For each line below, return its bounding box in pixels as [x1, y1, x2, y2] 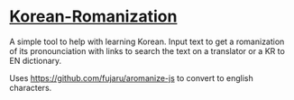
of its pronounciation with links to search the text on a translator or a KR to [9, 45, 286, 56]
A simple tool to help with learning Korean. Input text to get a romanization [9, 36, 285, 47]
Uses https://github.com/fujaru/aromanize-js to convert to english [9, 72, 254, 83]
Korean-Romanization [9, 6, 178, 27]
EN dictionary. [9, 55, 62, 66]
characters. [9, 82, 52, 93]
